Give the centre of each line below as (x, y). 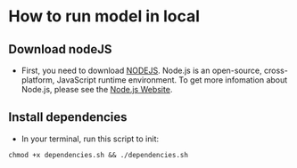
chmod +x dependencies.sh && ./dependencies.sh (99, 155)
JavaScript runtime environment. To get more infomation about (172, 80)
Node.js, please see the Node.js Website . (97, 89)
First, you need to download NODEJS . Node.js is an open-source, (141, 70)
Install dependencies (68, 117)
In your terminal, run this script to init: (90, 139)
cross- (276, 70)
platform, (38, 80)
